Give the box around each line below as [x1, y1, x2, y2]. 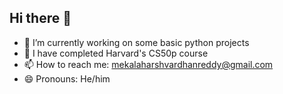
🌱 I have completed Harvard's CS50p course [23, 47, 209, 59]
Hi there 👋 [9, 10, 72, 27]
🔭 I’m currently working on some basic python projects [23, 36, 250, 48]
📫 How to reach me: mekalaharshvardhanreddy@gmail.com [23, 58, 274, 70]
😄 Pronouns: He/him [23, 72, 111, 85]
